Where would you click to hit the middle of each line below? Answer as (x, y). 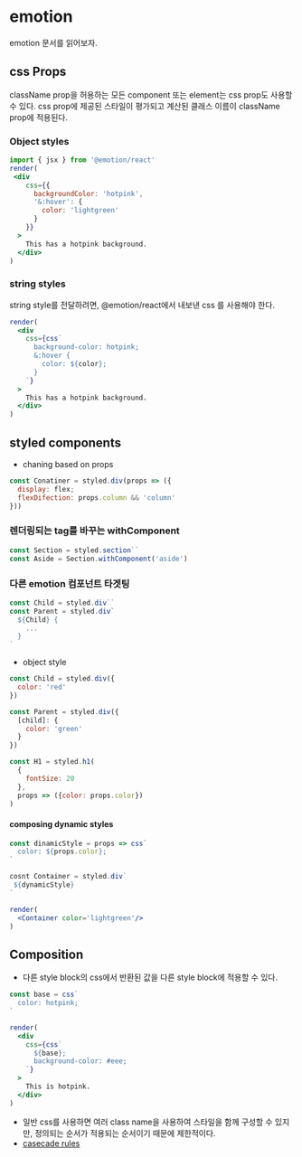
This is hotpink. (58, 1086)
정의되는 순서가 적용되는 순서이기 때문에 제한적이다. (125, 1133)
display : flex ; (46, 489)
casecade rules (51, 1143)
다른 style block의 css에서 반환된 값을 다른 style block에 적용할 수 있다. (150, 977)
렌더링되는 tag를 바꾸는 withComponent (95, 531)
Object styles (39, 141)
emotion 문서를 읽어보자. (53, 42)
